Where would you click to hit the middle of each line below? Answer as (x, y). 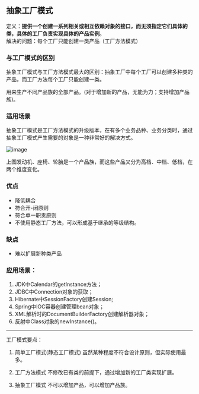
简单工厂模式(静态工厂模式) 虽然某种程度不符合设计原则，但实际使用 (98, 352)
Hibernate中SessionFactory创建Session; (64, 300)
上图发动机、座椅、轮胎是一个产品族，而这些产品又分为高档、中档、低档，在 (99, 162)
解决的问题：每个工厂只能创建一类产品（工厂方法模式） (73, 41)
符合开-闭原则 (32, 207)
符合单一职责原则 (36, 215)
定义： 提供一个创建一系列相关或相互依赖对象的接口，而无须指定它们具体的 (97, 26)
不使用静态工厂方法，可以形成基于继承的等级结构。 (77, 222)
